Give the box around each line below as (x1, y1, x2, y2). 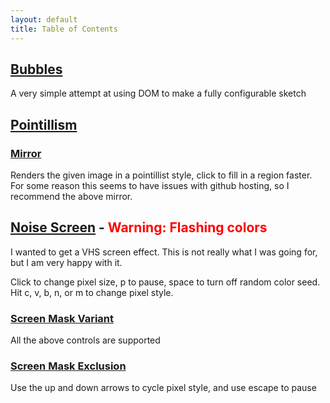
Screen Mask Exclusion (10, 359, 127, 373)
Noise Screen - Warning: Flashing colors (10, 219, 268, 236)
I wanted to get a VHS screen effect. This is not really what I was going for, (10, 246, 318, 258)
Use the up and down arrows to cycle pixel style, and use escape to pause (10, 382, 317, 394)
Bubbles (10, 61, 63, 78)
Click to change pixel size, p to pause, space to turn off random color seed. (10, 276, 321, 288)
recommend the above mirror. (10, 191, 133, 202)
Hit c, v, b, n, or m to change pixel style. (10, 286, 174, 298)
